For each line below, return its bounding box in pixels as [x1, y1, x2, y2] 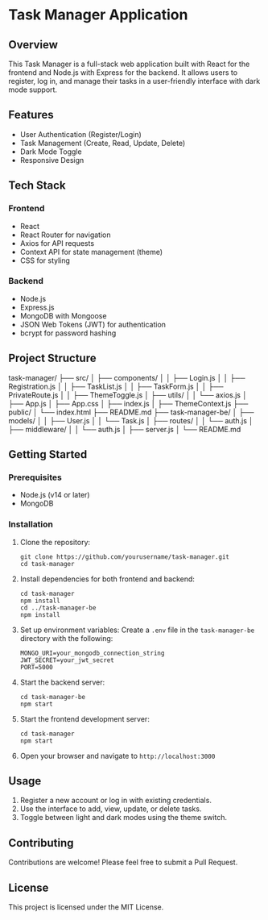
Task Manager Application [8, 6, 188, 24]
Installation [8, 518, 54, 530]
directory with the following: [19, 633, 113, 643]
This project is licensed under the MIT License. [8, 902, 164, 912]
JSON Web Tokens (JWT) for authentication [19, 319, 167, 329]
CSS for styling [19, 256, 71, 265]
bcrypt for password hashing [19, 328, 117, 338]
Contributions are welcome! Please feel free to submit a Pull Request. [8, 857, 238, 868]
